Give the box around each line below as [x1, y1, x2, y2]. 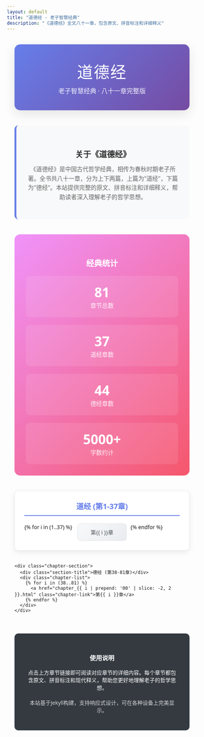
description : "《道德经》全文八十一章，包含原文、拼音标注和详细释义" [7, 20, 165, 26]
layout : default [7, 8, 48, 15]
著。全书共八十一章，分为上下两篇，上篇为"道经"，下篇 [27, 174, 179, 183]
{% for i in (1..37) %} [24, 523, 72, 531]
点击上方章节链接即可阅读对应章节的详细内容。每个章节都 [28, 668, 171, 676]
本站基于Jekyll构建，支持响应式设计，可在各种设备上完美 [30, 698, 170, 706]
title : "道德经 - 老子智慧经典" [7, 14, 80, 21]
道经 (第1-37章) [75, 501, 129, 511]
